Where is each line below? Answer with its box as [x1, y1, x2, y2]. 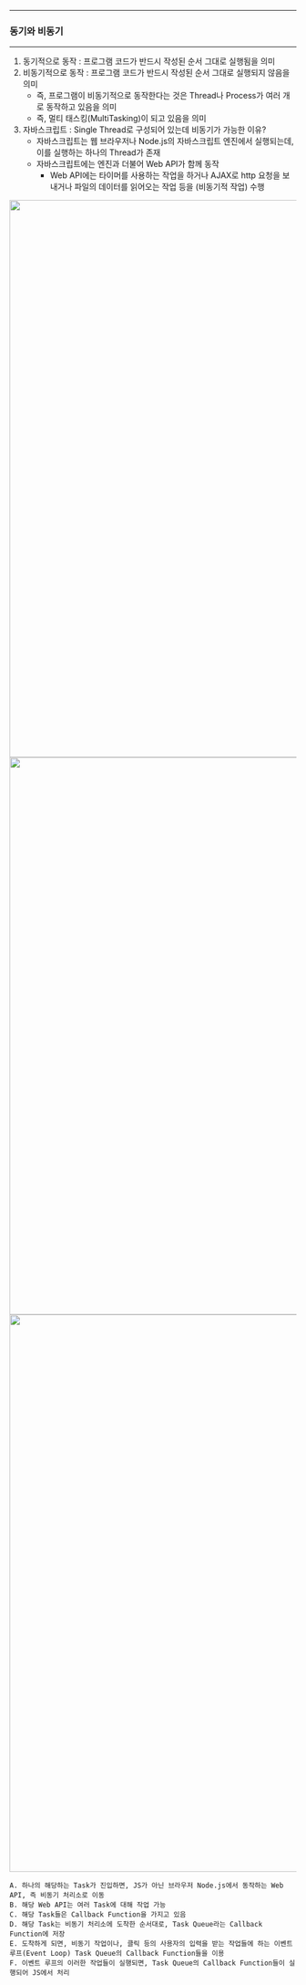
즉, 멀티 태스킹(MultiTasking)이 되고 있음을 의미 [36, 113, 207, 124]
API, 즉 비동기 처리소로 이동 [9, 1891, 105, 1900]
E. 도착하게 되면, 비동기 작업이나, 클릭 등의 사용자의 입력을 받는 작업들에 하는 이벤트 [9, 1939, 293, 1948]
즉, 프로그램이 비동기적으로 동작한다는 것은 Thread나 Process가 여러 [36, 90, 280, 101]
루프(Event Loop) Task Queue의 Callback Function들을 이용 [9, 1949, 225, 1959]
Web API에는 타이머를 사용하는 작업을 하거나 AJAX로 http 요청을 [49, 170, 280, 181]
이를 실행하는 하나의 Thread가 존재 [36, 147, 161, 158]
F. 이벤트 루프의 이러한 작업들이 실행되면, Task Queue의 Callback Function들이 [9, 1959, 285, 1968]
